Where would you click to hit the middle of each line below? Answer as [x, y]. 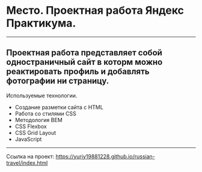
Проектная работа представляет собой [84, 53]
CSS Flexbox [31, 126]
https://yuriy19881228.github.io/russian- [105, 156]
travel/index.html [27, 162]
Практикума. [41, 23]
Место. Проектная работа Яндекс [95, 11]
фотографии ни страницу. [58, 81]
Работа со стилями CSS [45, 113]
